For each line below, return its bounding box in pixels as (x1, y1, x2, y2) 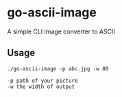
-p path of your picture (7, 77, 78, 84)
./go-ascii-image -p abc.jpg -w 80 (7, 65, 109, 72)
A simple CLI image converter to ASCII (7, 27, 115, 36)
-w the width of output (7, 83, 75, 90)
